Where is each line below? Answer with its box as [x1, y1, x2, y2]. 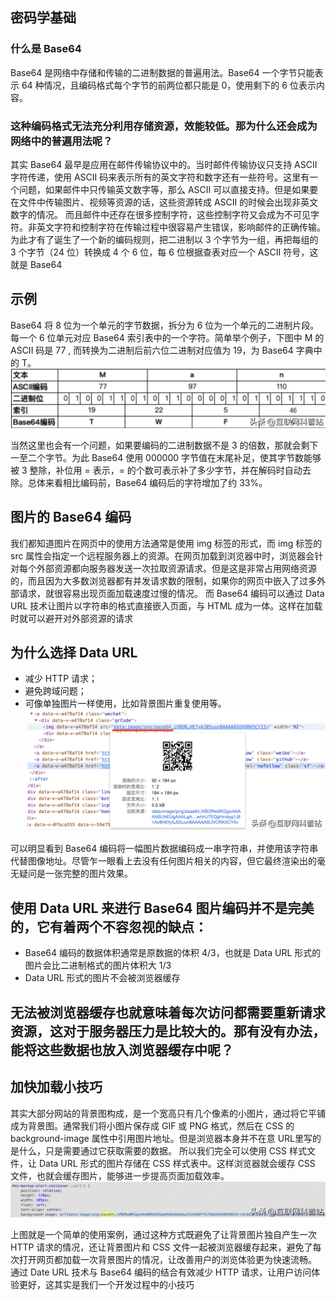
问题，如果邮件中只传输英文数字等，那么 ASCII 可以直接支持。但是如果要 [18, 183, 319, 195]
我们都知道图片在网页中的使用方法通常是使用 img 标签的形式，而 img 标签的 [10, 537, 323, 549]
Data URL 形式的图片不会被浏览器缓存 [24, 972, 181, 984]
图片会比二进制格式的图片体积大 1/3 [24, 959, 172, 972]
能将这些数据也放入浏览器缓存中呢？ [10, 1041, 234, 1058]
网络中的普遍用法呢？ [10, 134, 113, 148]
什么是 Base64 [10, 42, 82, 56]
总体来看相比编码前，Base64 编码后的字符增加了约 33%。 [27, 476, 268, 488]
